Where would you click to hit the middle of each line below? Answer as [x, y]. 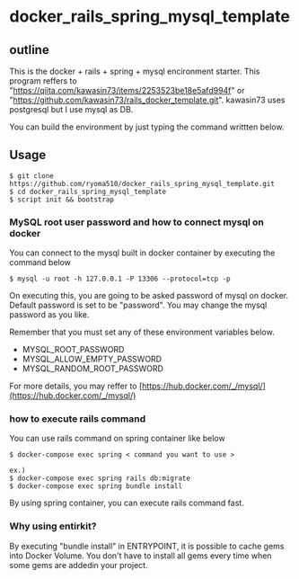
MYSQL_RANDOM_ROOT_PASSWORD [93, 369]
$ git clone [31, 176]
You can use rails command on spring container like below [118, 439]
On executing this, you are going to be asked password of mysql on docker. [149, 296]
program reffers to [44, 81]
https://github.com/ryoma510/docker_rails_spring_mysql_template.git [142, 183]
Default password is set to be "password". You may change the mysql [138, 305]
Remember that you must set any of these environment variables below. [142, 332]
